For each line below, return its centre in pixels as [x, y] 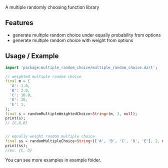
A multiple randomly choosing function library [52, 7]
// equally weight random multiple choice [50, 136]
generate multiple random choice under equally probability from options [86, 35]
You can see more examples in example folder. [53, 160]
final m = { [17, 81]
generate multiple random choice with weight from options [73, 40]
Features [19, 23]
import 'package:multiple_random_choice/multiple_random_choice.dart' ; [81, 67]
